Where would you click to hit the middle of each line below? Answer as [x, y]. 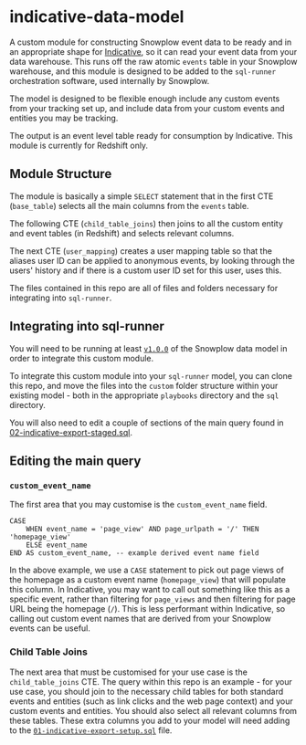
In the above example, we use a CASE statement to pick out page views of [147, 570]
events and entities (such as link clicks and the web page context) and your [152, 701]
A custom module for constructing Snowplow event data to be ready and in [151, 42]
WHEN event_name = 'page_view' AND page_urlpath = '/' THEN [142, 530]
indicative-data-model [97, 17]
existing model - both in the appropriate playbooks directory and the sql [144, 395]
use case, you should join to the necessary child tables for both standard [147, 691]
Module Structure [61, 174]
